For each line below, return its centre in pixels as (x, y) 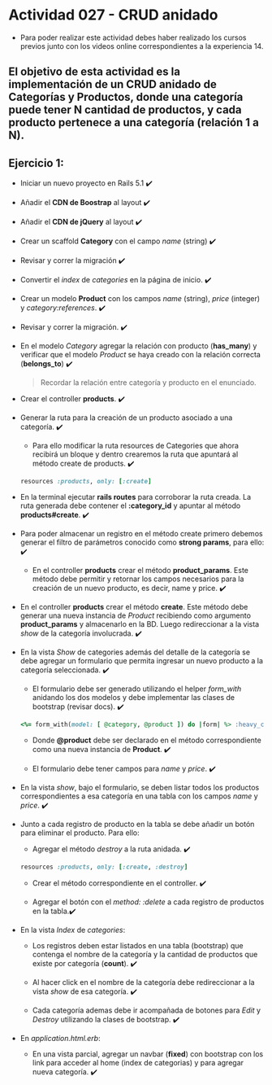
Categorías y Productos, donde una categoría (126, 97)
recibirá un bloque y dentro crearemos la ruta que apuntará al (135, 454)
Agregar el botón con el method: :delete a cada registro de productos (148, 902)
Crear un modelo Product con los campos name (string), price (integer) (140, 299)
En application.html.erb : (60, 1038)
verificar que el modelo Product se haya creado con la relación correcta (140, 355)
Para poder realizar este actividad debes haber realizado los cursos (133, 37)
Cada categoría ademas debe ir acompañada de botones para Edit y (147, 1010)
